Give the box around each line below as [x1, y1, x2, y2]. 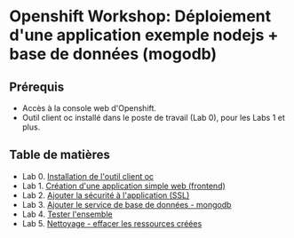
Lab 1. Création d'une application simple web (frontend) [21, 180, 226, 191]
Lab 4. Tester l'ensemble [21, 209, 113, 219]
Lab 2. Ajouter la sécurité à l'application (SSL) [21, 189, 190, 201]
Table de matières [9, 147, 111, 163]
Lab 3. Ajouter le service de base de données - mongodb [21, 199, 232, 210]
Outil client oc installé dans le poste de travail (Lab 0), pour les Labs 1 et [21, 113, 286, 123]
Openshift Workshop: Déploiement [9, 6, 272, 27]
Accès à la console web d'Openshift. [21, 103, 157, 113]
